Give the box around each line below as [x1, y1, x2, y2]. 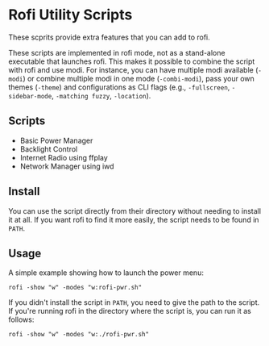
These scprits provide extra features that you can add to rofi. [8, 32, 211, 42]
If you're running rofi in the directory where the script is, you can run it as [8, 306, 251, 316]
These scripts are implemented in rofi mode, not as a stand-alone [8, 48, 226, 57]
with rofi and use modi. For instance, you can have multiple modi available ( [8, 65, 259, 74]
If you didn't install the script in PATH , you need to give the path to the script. [8, 298, 260, 307]
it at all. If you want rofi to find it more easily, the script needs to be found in [8, 215, 259, 224]
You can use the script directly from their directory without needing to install [8, 206, 262, 215]
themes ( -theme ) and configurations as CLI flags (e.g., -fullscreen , [8, 82, 230, 92]
